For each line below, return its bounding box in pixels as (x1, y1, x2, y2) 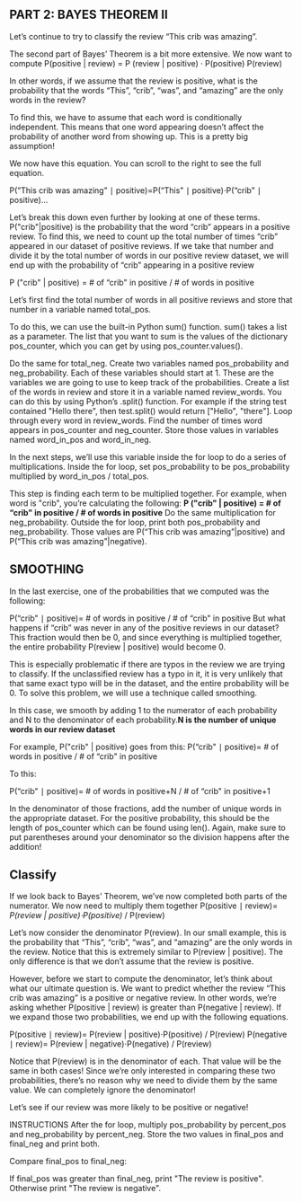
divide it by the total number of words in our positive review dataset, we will (9, 250, 289, 261)
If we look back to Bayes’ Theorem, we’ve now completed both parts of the (9, 891, 288, 902)
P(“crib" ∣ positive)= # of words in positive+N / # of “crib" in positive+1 (9, 785, 271, 796)
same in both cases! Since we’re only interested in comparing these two (9, 1065, 276, 1076)
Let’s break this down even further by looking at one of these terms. (9, 211, 261, 223)
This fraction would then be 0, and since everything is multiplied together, (9, 632, 282, 642)
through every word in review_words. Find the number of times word (9, 415, 263, 426)
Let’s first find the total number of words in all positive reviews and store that (9, 294, 293, 305)
